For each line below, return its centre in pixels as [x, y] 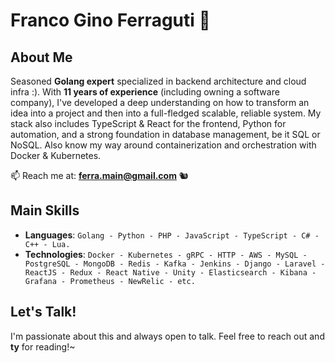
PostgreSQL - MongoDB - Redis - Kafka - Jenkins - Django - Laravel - [175, 264]
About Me [41, 57]
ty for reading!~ [43, 346]
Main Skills [45, 210]
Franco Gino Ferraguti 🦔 [110, 20]
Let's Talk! [43, 312]
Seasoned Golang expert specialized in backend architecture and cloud [158, 81]
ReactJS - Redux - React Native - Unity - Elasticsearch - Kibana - [170, 272]
